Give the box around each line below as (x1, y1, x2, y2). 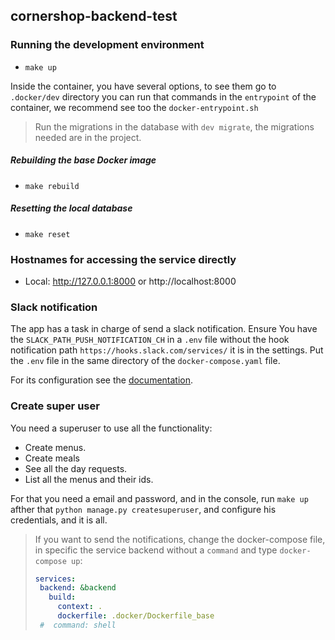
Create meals (24, 452, 80, 464)
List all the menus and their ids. (24, 473, 154, 485)
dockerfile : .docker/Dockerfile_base (57, 611, 215, 621)
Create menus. (24, 441, 87, 453)
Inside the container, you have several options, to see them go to (10, 80, 277, 92)
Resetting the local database (10, 202, 133, 214)
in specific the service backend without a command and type (34, 544, 278, 556)
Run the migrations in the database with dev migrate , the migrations (34, 120, 315, 133)
